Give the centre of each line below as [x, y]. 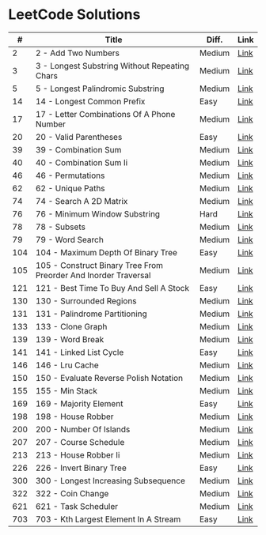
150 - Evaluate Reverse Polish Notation [109, 378]
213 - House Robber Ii [78, 454]
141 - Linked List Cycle [80, 352]
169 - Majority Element [79, 403]
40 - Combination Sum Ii [82, 162]
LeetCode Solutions [74, 15]
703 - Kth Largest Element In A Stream [108, 519]
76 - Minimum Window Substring [98, 213]
